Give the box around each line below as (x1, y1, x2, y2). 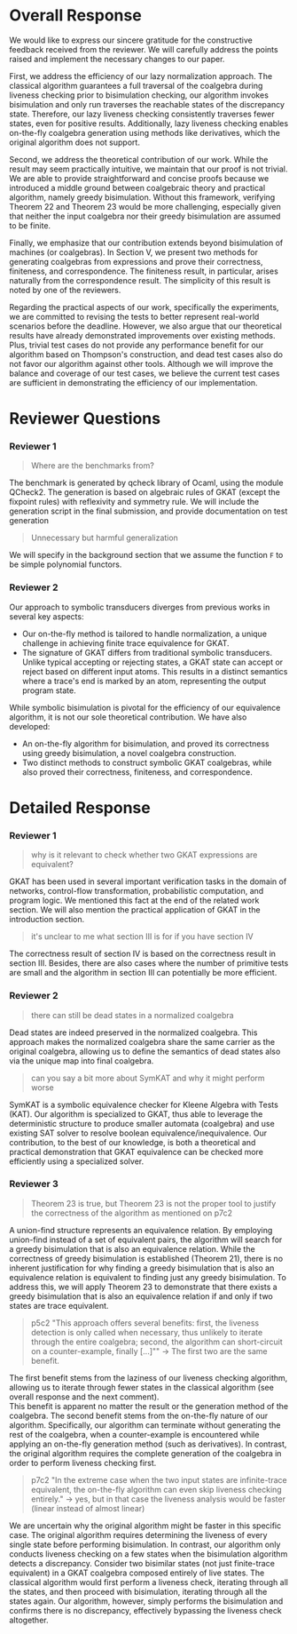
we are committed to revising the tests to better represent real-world (9, 311, 260, 322)
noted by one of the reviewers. (9, 284, 121, 295)
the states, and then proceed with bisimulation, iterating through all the (9, 1586, 268, 1597)
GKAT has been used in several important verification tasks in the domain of (9, 876, 287, 887)
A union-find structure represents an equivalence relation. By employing (9, 1224, 273, 1235)
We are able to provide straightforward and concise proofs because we (9, 172, 270, 183)
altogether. (9, 1614, 49, 1625)
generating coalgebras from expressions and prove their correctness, (9, 256, 263, 267)
